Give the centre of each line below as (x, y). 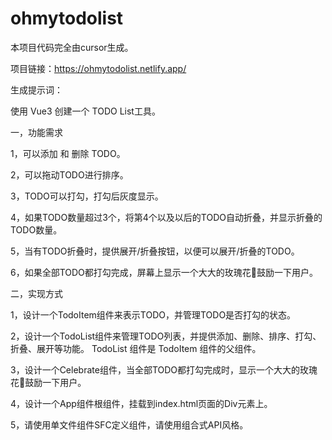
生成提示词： (36, 89)
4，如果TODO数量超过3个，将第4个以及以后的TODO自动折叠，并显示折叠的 (166, 217)
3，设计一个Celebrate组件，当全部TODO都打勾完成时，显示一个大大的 (155, 369)
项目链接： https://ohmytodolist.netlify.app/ (98, 68)
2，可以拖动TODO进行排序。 (69, 174)
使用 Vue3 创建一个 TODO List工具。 (85, 111)
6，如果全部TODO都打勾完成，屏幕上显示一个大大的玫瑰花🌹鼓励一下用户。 (164, 272)
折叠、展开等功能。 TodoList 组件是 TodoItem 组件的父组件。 (136, 348)
